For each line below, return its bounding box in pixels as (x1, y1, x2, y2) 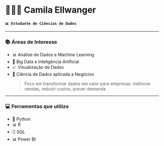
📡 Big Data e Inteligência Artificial (12, 59, 80, 65)
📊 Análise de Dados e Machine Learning (12, 52, 94, 58)
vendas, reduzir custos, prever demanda (24, 86, 106, 92)
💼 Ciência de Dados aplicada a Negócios (12, 71, 94, 77)
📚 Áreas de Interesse (5, 39, 58, 45)
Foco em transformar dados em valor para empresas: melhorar (24, 81, 151, 87)
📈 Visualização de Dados (12, 64, 64, 70)
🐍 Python (12, 116, 31, 122)
